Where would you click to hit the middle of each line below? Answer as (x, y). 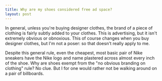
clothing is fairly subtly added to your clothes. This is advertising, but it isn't (81, 33)
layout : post (18, 14)
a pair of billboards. (25, 73)
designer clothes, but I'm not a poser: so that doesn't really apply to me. (77, 43)
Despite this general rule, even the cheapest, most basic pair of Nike (74, 53)
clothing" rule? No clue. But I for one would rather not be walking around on (81, 68)
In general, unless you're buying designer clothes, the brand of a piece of (79, 28)
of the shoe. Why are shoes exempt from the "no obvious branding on (75, 63)
